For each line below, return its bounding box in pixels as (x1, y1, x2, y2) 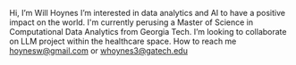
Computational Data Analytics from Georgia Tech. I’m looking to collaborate (9, 27, 287, 37)
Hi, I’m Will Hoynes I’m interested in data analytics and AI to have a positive (9, 8, 286, 18)
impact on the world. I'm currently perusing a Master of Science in (9, 17, 254, 28)
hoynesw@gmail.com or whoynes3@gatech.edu (9, 45, 188, 56)
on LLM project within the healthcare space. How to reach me (9, 36, 237, 46)
